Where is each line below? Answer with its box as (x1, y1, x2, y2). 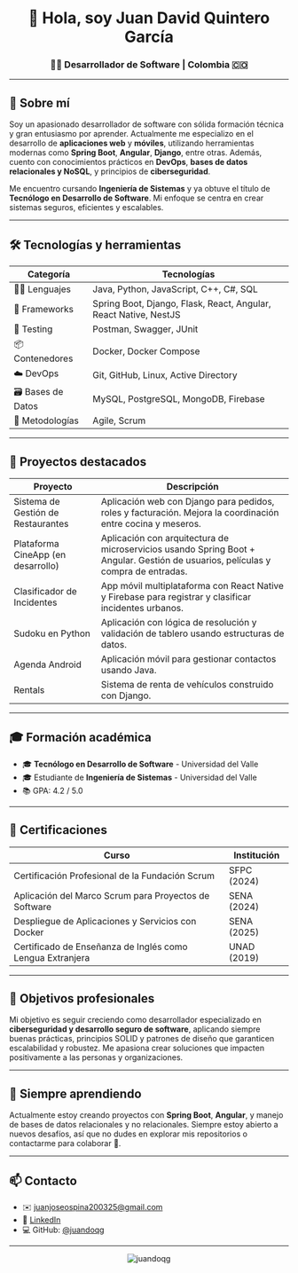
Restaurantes (13, 517, 69, 530)
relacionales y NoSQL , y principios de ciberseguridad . (9, 166, 211, 177)
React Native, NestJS (92, 309, 181, 321)
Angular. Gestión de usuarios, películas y (100, 554, 271, 566)
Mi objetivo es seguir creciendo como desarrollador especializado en (9, 1015, 262, 1025)
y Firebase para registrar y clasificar (100, 590, 251, 602)
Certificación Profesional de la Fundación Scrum (13, 869, 216, 882)
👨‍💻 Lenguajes (13, 283, 72, 295)
